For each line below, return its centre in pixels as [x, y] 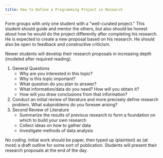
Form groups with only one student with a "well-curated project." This [75, 23]
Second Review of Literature [40, 110]
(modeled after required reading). [38, 59]
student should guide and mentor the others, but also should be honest [76, 29]
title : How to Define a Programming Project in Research [64, 10]
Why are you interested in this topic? [56, 73]
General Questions [31, 68]
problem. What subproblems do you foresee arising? [65, 104]
